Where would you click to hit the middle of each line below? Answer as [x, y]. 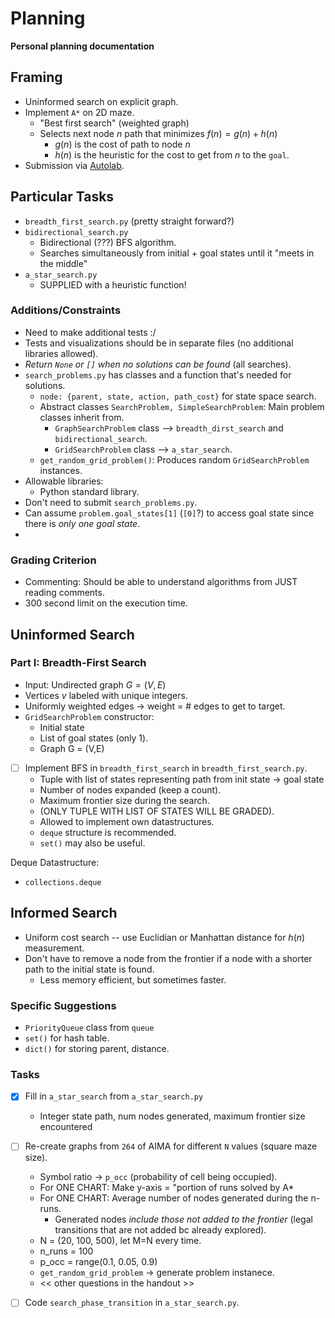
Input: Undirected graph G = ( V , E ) [95, 684]
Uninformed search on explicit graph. [101, 101]
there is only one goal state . [82, 523]
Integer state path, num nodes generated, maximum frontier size [172, 1116]
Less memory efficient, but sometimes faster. [133, 979]
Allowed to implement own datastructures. [127, 821]
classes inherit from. [82, 417]
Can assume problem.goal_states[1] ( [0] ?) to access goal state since [169, 513]
